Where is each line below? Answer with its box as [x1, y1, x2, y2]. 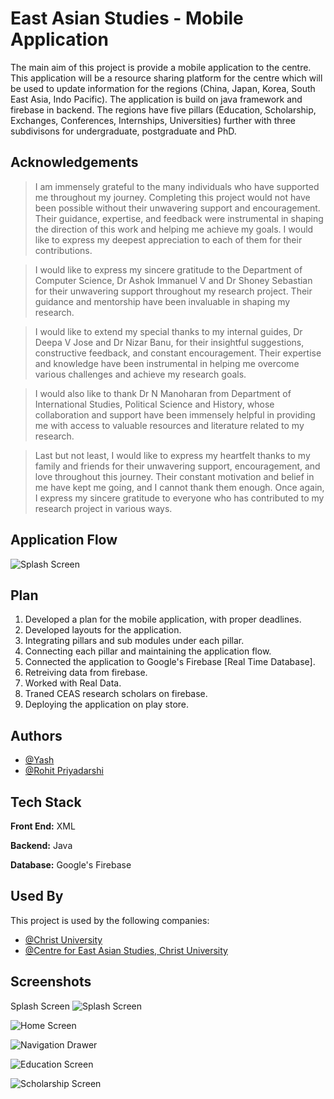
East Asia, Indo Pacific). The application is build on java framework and [10, 93, 303, 105]
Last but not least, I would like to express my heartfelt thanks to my [34, 449, 311, 461]
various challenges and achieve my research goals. [34, 368, 247, 380]
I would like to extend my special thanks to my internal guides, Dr [34, 325, 303, 337]
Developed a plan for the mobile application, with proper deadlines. [24, 613, 302, 626]
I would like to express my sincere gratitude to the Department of [34, 263, 303, 276]
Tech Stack [10, 793, 82, 811]
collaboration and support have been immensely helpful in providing [34, 408, 316, 421]
